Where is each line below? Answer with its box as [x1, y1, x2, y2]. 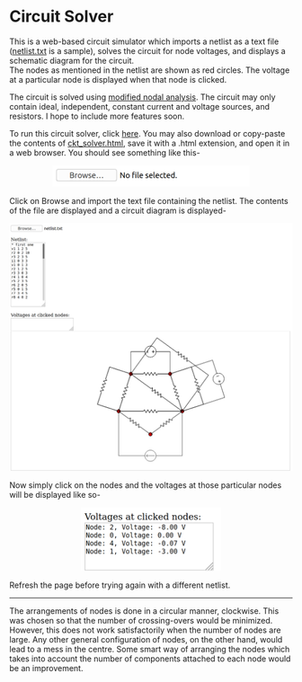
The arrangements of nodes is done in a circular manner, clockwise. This [9, 605, 280, 616]
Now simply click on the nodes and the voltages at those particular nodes [9, 480, 282, 491]
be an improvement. [9, 662, 84, 673]
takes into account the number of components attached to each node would [9, 653, 291, 664]
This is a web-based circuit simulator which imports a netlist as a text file [9, 36, 280, 47]
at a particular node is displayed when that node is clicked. [9, 74, 227, 84]
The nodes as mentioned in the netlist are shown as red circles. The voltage [9, 65, 290, 75]
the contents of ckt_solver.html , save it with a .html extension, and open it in [9, 137, 290, 148]
